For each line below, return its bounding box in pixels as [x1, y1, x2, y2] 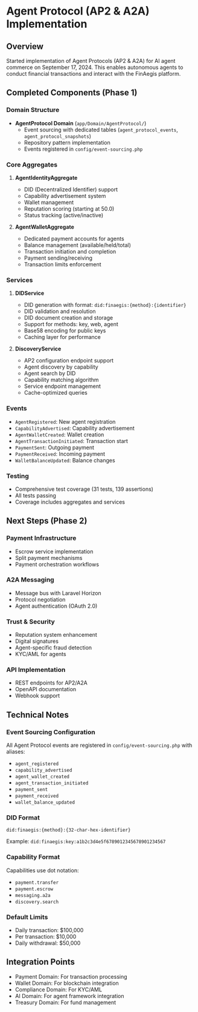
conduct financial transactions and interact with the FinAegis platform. [6, 70, 181, 77]
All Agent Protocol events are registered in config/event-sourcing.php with [6, 741, 193, 749]
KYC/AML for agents [14, 651, 66, 658]
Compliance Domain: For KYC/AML [14, 985, 103, 993]
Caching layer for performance [24, 333, 101, 341]
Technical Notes [6, 709, 69, 720]
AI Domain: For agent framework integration [14, 992, 124, 999]
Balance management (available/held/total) [24, 241, 131, 249]
